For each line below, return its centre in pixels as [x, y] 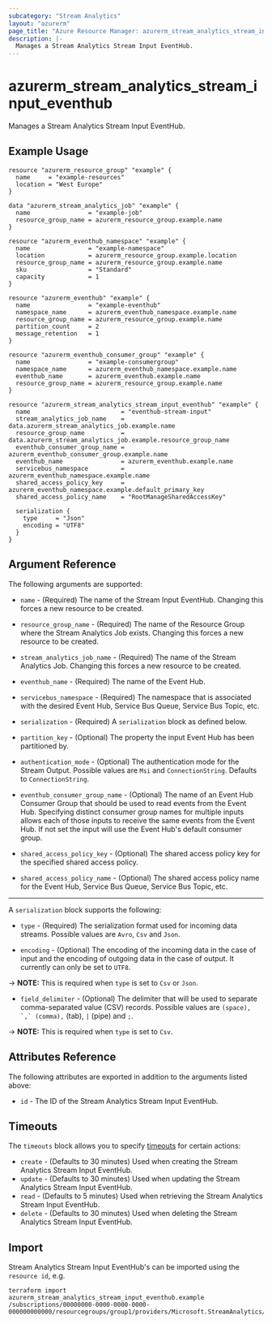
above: [20, 1085]
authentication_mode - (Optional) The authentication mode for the [130, 761]
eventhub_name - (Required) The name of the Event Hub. [113, 681]
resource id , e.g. [37, 1276]
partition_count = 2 [57, 326]
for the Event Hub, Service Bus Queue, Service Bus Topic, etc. [124, 886]
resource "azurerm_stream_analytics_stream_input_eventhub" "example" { [134, 404]
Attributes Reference [62, 1057]
